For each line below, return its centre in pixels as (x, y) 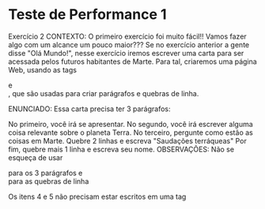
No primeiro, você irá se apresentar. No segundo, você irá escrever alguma (131, 124)
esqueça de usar (36, 157)
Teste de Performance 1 (88, 15)
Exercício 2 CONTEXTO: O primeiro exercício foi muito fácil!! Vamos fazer (127, 36)
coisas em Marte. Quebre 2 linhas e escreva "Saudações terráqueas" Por (127, 140)
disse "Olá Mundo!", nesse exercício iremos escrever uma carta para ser (126, 53)
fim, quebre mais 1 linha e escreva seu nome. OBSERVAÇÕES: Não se (121, 149)
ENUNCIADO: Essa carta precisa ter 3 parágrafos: (90, 109)
